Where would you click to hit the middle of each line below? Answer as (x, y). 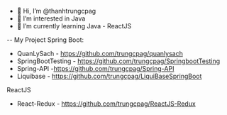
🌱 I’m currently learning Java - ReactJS (74, 26)
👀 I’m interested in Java (51, 18)
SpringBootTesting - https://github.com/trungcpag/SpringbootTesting (118, 61)
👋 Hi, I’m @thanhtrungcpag (56, 11)
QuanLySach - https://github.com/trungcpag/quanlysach (100, 54)
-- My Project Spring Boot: (45, 40)
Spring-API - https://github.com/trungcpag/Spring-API (95, 69)
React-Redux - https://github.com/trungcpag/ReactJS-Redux (106, 104)
